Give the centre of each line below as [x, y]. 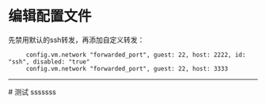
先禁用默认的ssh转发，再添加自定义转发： [76, 40]
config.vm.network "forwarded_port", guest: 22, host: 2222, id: [136, 55]
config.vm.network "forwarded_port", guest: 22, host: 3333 [127, 68]
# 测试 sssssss [32, 91]
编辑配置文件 [50, 16]
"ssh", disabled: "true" [49, 62]
